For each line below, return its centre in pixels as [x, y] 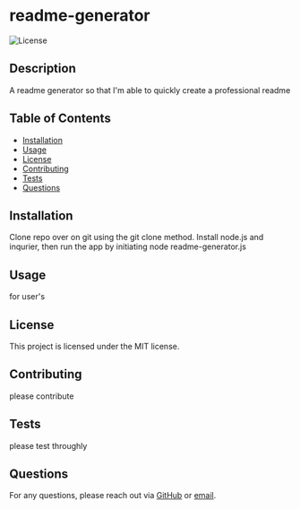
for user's [27, 297]
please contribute [42, 396]
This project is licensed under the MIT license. [94, 346]
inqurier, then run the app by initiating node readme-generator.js [128, 246]
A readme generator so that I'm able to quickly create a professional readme [150, 90]
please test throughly [48, 445]
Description [43, 69]
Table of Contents [60, 119]
